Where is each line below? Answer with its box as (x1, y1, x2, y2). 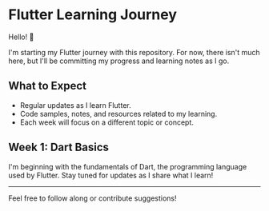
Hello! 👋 (8, 32, 34, 42)
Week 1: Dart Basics (8, 141, 110, 154)
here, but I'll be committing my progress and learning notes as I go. (8, 56, 230, 66)
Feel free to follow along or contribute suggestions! (8, 193, 178, 203)
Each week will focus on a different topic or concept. (19, 117, 195, 127)
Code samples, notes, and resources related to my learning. (19, 109, 218, 118)
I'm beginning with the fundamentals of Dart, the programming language (8, 161, 247, 171)
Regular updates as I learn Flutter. (19, 100, 131, 109)
